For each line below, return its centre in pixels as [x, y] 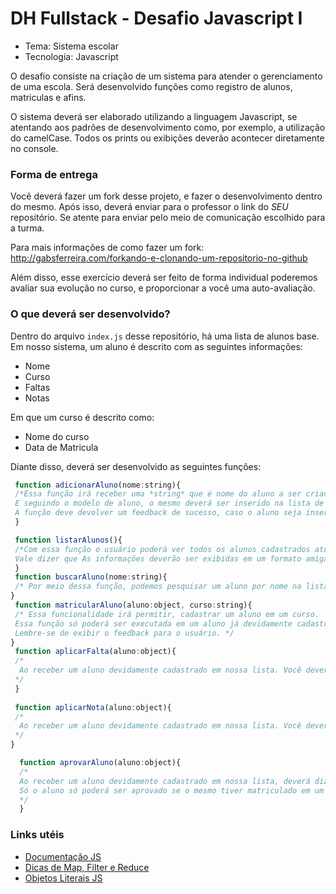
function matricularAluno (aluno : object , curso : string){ [133, 605]
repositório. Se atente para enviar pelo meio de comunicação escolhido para [168, 218]
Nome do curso [57, 436]
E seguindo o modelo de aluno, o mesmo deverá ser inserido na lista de [169, 503]
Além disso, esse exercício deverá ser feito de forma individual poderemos [164, 278]
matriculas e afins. [48, 97]
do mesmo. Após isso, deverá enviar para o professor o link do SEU [149, 207]
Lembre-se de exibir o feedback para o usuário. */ [124, 633]
